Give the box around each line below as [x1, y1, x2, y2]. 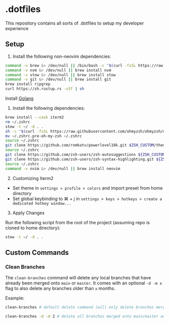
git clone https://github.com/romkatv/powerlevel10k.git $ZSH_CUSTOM [5, 143, 154, 148]
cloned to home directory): [5, 225, 61, 231]
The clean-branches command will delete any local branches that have [5, 275, 151, 281]
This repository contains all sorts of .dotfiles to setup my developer [5, 20, 144, 26]
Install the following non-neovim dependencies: [12, 53, 112, 59]
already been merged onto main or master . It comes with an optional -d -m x [5, 280, 162, 286]
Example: [5, 295, 25, 301]
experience [5, 25, 29, 31]
